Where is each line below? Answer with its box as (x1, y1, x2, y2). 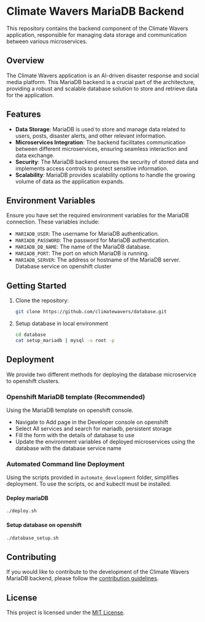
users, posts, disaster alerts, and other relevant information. (15, 132, 167, 139)
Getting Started (6, 281, 67, 291)
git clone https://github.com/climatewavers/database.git (15, 309, 167, 315)
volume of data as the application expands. (15, 177, 125, 185)
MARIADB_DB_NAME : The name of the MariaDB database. (15, 243, 152, 251)
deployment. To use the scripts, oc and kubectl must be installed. (6, 480, 172, 488)
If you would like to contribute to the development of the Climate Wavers (6, 568, 190, 575)
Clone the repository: (15, 297, 69, 305)
